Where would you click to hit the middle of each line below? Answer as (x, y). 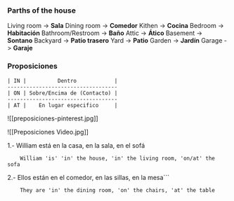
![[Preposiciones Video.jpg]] (48, 132)
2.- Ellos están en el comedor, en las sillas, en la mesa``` (89, 177)
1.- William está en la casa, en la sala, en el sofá (76, 145)
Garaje (23, 48)
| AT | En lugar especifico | (63, 105)
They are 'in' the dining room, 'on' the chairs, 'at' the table (118, 190)
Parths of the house (41, 11)
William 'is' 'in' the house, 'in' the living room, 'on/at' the (118, 158)
